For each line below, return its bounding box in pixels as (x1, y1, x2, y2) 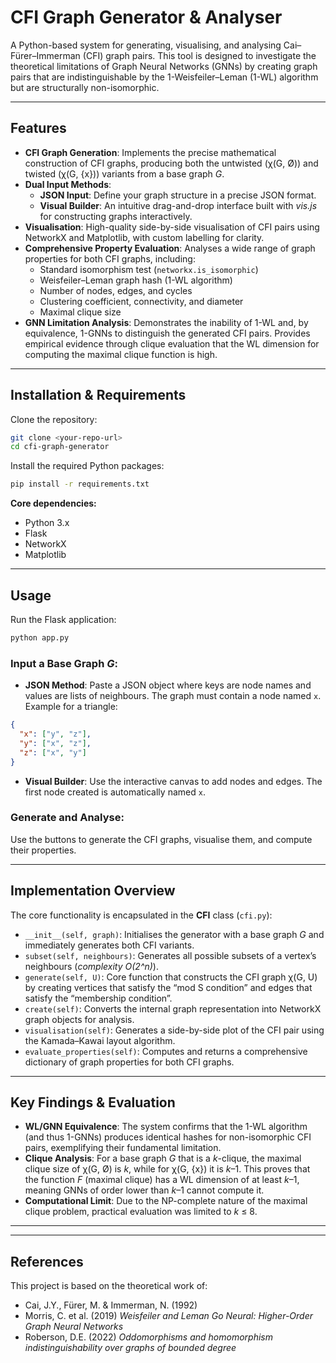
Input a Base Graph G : (10, 656, 118, 670)
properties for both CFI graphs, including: (24, 252, 196, 265)
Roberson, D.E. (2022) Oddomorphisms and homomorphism (24, 1331, 273, 1343)
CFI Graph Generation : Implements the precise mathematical (24, 146, 277, 158)
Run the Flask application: (10, 614, 117, 625)
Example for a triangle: (24, 701, 118, 713)
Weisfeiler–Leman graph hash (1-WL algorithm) (39, 274, 233, 286)
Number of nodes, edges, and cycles (39, 284, 193, 296)
